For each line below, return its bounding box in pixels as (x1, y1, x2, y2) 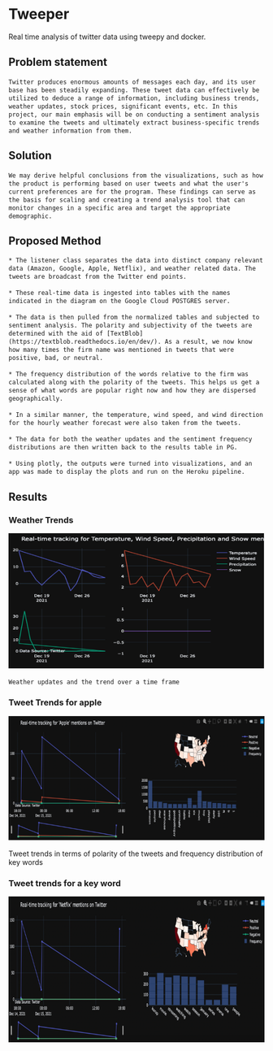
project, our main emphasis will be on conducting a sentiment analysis (8, 111, 260, 119)
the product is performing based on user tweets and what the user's (8, 180, 249, 188)
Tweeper (8, 5, 70, 24)
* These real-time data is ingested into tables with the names (8, 289, 231, 297)
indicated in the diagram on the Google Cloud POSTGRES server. (8, 297, 231, 306)
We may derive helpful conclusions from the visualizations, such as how (8, 172, 264, 180)
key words (8, 857, 43, 866)
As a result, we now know (164, 338, 253, 346)
